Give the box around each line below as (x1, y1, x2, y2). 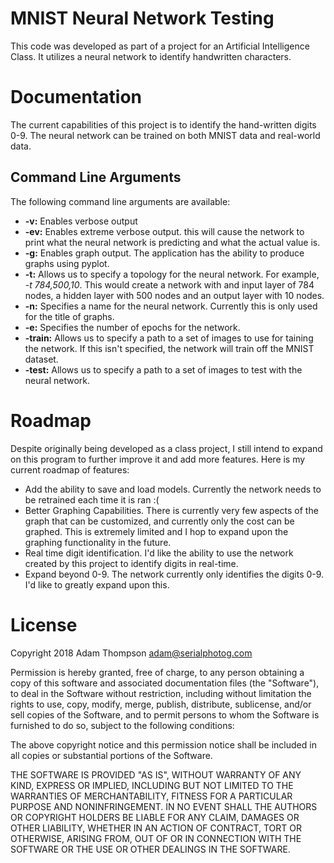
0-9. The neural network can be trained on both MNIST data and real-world (10, 129, 321, 141)
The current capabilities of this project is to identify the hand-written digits (10, 118, 317, 131)
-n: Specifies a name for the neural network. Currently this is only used (24, 300, 318, 312)
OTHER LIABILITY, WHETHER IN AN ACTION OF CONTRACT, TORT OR (10, 822, 302, 834)
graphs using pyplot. (24, 257, 110, 269)
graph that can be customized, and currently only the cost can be (24, 515, 295, 527)
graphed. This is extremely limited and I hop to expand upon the (24, 525, 289, 537)
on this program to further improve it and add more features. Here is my (10, 453, 306, 465)
